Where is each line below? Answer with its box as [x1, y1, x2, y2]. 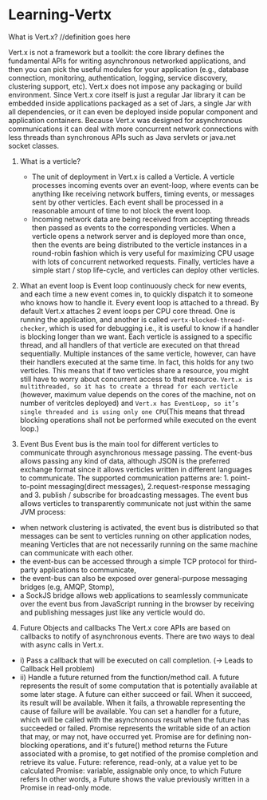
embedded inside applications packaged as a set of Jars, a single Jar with [8, 98, 252, 108]
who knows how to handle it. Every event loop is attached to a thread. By [19, 297, 260, 307]
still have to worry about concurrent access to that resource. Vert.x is [19, 374, 253, 384]
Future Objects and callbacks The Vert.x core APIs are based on [19, 623, 231, 632]
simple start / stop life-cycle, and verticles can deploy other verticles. [31, 265, 260, 275]
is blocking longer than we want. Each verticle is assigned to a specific [19, 332, 253, 341]
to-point [19, 481, 47, 491]
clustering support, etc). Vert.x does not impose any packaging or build [8, 82, 242, 91]
